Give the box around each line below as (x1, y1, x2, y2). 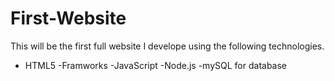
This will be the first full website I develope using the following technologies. (10, 40, 325, 52)
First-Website (10, 7, 127, 30)
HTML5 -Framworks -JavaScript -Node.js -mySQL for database (24, 59, 288, 71)
